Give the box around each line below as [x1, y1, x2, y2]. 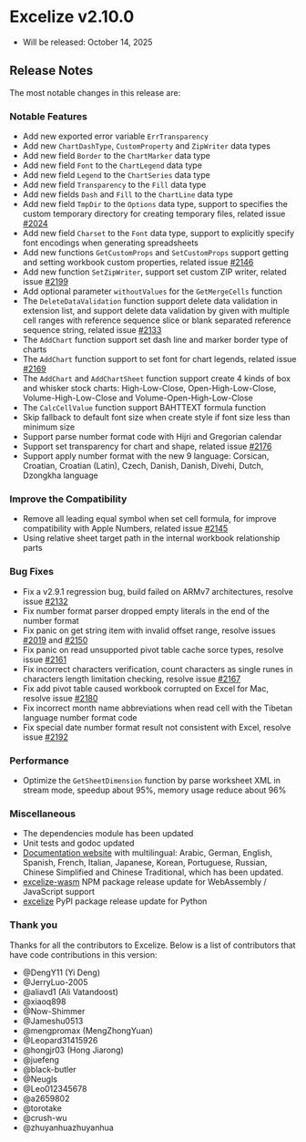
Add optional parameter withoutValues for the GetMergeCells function [22, 285, 283, 297]
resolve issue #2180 [22, 692, 98, 703]
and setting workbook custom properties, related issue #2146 [22, 257, 254, 268]
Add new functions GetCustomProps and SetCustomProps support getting [22, 247, 290, 258]
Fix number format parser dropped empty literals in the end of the [22, 605, 270, 617]
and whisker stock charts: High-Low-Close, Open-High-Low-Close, [22, 383, 277, 394]
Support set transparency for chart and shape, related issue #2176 [22, 441, 272, 452]
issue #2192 [22, 732, 68, 742]
